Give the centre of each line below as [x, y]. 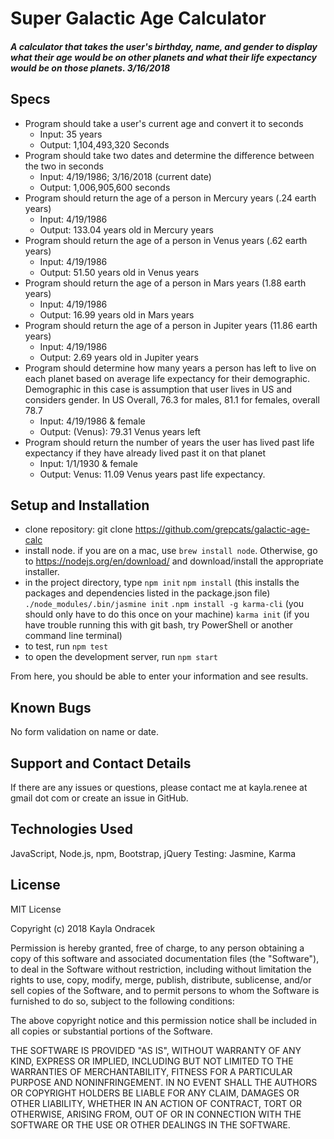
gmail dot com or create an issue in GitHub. [99, 798]
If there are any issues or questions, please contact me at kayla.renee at [159, 788]
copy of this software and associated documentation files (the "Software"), [165, 958]
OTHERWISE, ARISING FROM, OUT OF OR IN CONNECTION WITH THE [156, 1114]
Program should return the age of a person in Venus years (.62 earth [166, 240]
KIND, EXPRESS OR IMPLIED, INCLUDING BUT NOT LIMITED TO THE [152, 1061]
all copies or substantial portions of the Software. [111, 1031]
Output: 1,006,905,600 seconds [105, 187]
